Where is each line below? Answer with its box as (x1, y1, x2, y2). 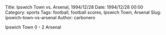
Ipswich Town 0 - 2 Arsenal (5, 24, 61, 30)
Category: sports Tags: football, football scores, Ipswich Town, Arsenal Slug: (5, 9, 162, 15)
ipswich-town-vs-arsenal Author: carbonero (5, 15, 96, 20)
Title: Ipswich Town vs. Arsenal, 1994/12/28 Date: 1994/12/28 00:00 (5, 4, 144, 10)
